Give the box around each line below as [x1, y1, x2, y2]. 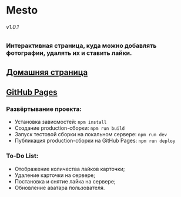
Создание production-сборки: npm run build [14, 124, 125, 132]
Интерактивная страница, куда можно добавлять [6, 42, 157, 50]
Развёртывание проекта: [6, 105, 82, 113]
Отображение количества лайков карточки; [14, 165, 125, 172]
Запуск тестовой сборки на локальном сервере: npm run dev [14, 131, 167, 138]
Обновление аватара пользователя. [14, 184, 105, 191]
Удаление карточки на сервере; [14, 172, 96, 179]
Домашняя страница [6, 67, 88, 77]
